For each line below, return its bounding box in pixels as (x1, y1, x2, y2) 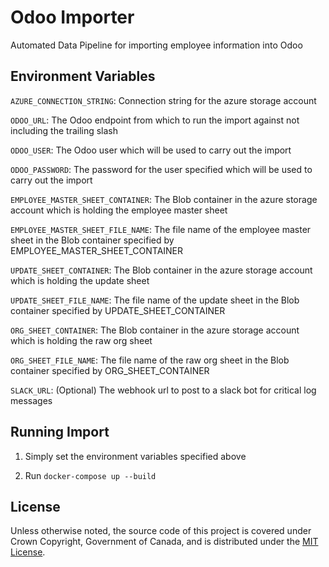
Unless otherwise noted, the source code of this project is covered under (10, 525, 312, 537)
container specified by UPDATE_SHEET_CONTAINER (10, 304, 226, 316)
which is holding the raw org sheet (10, 334, 153, 346)
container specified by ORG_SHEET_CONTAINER (10, 364, 210, 376)
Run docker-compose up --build (24, 469, 157, 481)
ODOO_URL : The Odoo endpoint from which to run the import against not (10, 114, 300, 126)
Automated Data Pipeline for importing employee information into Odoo (10, 39, 303, 51)
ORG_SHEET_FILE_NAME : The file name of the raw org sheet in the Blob (10, 354, 290, 366)
